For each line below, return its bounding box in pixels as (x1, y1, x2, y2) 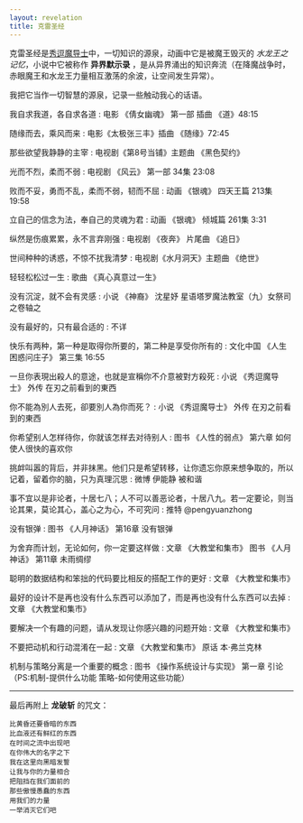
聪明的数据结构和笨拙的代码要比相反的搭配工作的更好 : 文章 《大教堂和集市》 (9, 572, 295, 583)
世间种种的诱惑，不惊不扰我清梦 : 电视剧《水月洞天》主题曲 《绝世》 (9, 252, 263, 263)
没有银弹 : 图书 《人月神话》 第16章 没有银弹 (9, 522, 174, 533)
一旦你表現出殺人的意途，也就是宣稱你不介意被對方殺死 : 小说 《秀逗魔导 (9, 371, 280, 382)
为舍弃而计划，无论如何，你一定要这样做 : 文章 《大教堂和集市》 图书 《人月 (9, 542, 291, 553)
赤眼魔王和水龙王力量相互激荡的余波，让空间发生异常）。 (9, 69, 219, 81)
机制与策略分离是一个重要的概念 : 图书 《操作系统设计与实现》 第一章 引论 (9, 661, 284, 671)
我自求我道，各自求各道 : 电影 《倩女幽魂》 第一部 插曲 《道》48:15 (9, 108, 259, 119)
